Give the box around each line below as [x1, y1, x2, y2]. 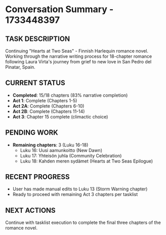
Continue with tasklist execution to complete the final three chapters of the [5, 219, 161, 226]
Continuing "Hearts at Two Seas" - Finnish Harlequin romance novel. [5, 48, 148, 54]
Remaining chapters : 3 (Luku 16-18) [12, 142, 89, 148]
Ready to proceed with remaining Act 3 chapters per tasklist [12, 191, 138, 198]
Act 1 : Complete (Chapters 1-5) [12, 97, 77, 103]
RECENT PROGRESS [5, 173, 70, 181]
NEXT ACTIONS [5, 206, 56, 215]
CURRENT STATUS [5, 79, 65, 87]
